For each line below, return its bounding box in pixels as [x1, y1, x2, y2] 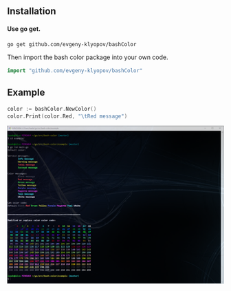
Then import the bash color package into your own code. [7, 53, 168, 61]
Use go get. [7, 24, 41, 33]
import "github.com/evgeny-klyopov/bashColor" [7, 67, 143, 74]
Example [7, 86, 45, 98]
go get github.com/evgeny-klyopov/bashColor [7, 41, 137, 47]
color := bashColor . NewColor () [7, 106, 97, 113]
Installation [7, 6, 56, 17]
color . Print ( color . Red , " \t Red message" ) [7, 113, 128, 120]
